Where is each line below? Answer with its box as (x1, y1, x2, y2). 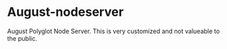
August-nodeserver (7, 4, 124, 20)
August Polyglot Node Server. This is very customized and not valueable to (7, 27, 220, 35)
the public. (7, 34, 38, 42)
